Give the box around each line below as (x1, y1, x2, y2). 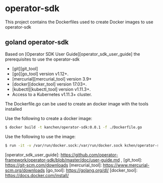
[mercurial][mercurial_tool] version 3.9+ (12, 76, 92, 82)
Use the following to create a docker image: (5, 115, 92, 121)
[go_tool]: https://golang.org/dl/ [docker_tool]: (46, 167, 138, 173)
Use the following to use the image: (5, 133, 76, 139)
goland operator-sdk (5, 38, 69, 47)
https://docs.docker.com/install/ (5, 172, 69, 178)
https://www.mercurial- (102, 162, 149, 168)
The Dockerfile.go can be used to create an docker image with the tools (5, 100, 149, 107)
